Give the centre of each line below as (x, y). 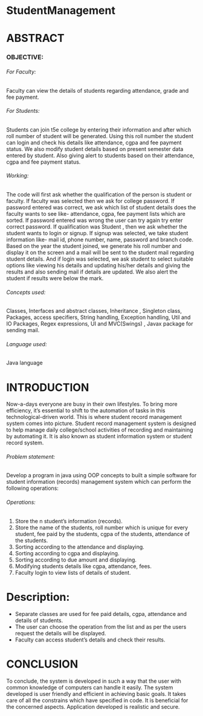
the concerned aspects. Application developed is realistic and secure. (93, 706)
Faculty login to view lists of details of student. (73, 572)
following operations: (33, 488)
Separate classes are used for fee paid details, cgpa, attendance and (101, 614)
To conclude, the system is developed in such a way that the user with (94, 681)
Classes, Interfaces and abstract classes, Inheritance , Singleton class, (94, 311)
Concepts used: (26, 292)
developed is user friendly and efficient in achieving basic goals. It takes (96, 694)
